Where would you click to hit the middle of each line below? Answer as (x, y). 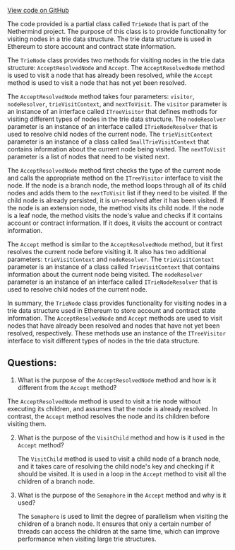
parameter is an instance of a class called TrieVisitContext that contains (114, 267)
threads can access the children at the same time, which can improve (119, 531)
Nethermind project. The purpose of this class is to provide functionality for (117, 31)
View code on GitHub (38, 10)
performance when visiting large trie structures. (87, 539)
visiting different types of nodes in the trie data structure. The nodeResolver (117, 119)
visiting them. (27, 423)
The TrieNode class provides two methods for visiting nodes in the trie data (116, 60)
